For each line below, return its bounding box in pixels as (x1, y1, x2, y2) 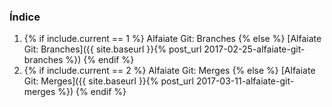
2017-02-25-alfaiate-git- (203, 43, 306, 55)
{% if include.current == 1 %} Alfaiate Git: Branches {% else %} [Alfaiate (23, 33, 322, 45)
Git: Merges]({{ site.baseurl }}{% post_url (23, 75, 194, 87)
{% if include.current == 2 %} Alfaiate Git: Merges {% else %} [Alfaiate (23, 65, 316, 77)
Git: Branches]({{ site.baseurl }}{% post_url (23, 43, 202, 55)
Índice (9, 10, 41, 24)
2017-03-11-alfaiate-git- (195, 75, 295, 87)
